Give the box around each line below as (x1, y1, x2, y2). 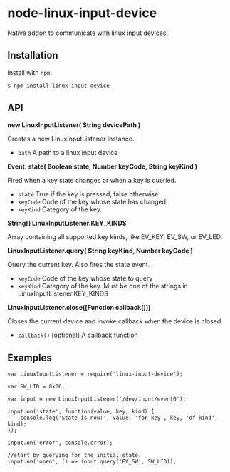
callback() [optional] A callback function (17, 331, 139, 340)
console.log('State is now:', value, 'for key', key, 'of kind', (20, 414, 219, 422)
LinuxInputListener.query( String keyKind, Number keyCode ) (7, 246, 194, 255)
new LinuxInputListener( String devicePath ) (7, 121, 141, 129)
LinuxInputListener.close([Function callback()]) (7, 303, 151, 312)
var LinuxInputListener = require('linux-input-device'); (7, 371, 183, 378)
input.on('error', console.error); (7, 439, 113, 447)
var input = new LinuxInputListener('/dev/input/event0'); (7, 396, 187, 403)
